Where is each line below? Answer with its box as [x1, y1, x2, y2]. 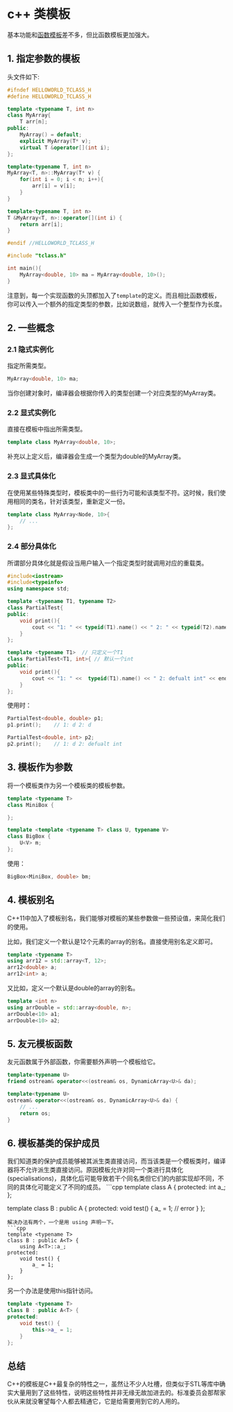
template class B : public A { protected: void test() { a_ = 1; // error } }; [7, 1205, 205, 1213]
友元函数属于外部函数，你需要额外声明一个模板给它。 [7, 1057, 159, 1066]
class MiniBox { [7, 801, 54, 808]
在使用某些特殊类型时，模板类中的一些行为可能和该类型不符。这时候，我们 [7, 488, 220, 497]
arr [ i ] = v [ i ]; [32, 182, 76, 189]
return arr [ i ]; [19, 221, 64, 228]
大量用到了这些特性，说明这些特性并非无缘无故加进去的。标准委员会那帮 [12, 1388, 220, 1397]
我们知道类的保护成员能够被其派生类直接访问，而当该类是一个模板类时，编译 [7, 1157, 226, 1166]
